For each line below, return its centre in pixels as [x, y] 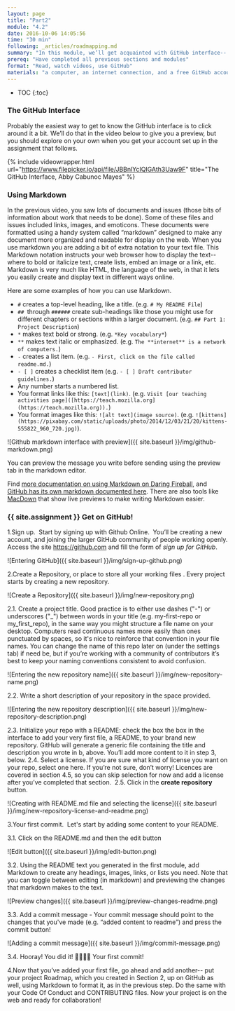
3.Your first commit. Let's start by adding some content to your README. [113, 825]
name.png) [23, 682]
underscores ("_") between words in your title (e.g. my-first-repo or [104, 616]
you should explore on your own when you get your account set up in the [113, 140]
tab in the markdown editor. [47, 470]
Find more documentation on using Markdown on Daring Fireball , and [107, 484]
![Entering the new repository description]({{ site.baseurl [89, 710]
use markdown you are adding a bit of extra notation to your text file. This [113, 247]
